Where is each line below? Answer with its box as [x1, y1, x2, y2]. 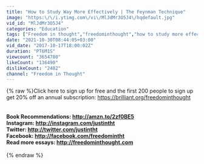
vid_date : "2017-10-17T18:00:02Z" [6, 43, 94, 49]
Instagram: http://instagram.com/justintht [6, 119, 115, 127]
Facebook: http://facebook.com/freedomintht [6, 133, 125, 140]
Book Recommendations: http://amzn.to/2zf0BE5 [6, 113, 135, 120]
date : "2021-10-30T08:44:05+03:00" [6, 37, 97, 43]
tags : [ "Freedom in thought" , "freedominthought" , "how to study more [6, 31, 183, 38]
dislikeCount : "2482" [6, 65, 61, 71]
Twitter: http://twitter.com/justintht [6, 126, 98, 133]
